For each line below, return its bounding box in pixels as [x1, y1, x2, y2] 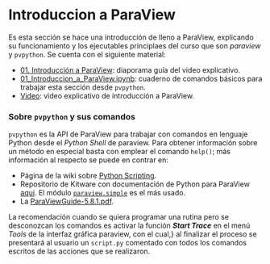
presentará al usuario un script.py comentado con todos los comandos [8, 238, 247, 248]
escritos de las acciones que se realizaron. [8, 246, 151, 256]
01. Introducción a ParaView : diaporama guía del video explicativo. [19, 65, 240, 74]
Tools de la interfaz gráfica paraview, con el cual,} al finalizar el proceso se [8, 229, 257, 239]
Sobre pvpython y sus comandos [8, 111, 135, 122]
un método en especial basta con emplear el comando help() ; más [8, 147, 231, 157]
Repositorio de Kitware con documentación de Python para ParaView [19, 179, 250, 189]
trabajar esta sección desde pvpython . [19, 82, 147, 92]
